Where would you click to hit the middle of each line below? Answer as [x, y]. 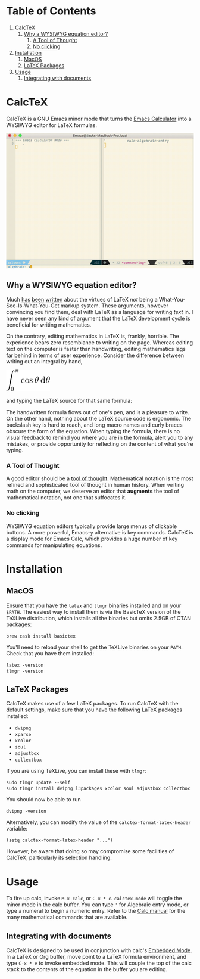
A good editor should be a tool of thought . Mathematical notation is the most [100, 478]
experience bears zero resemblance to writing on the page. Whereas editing [100, 342]
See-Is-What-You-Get [33, 306]
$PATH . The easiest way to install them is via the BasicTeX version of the [93, 611]
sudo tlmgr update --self [38, 783]
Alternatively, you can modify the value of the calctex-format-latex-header [99, 822]
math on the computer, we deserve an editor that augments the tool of [93, 491]
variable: [17, 829]
